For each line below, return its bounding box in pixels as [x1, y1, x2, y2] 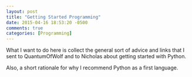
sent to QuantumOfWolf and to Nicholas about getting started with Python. [6, 53, 187, 60]
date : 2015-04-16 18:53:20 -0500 [6, 19, 88, 25]
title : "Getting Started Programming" [6, 14, 101, 20]
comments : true [6, 25, 43, 31]
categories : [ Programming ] [6, 31, 72, 36]
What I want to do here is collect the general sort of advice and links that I [6, 46, 185, 53]
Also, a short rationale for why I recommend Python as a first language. [6, 64, 178, 71]
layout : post [6, 8, 38, 15]
